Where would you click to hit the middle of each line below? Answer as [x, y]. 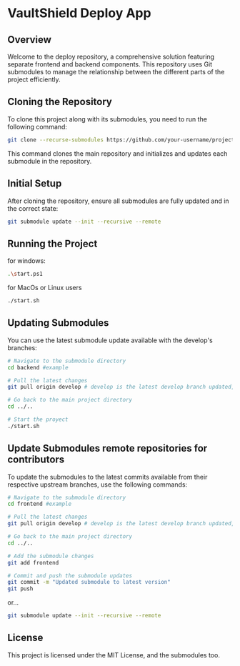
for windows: [27, 261]
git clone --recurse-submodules [55, 140]
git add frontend [33, 562]
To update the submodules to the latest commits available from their [107, 477]
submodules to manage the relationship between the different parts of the [116, 72]
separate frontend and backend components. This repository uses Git [110, 64]
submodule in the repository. [50, 161]
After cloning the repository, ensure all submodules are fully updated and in [119, 201]
